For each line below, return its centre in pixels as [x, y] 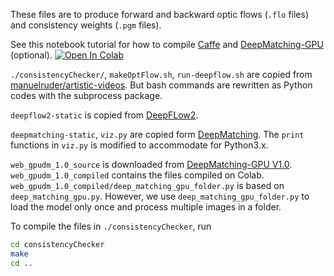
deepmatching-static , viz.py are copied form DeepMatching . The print [157, 134]
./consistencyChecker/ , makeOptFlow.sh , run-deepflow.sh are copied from [161, 74]
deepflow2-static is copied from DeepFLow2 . [104, 115]
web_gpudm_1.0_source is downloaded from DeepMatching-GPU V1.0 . [151, 164]
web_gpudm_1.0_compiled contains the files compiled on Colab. [137, 175]
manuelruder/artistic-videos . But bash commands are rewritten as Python [161, 85]
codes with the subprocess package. [86, 95]
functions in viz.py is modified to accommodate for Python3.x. [139, 145]
